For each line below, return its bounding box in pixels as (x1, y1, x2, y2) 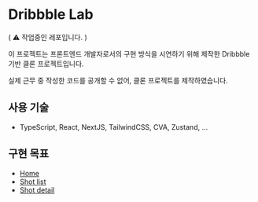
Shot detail (19, 185, 55, 194)
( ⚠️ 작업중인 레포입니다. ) (8, 32, 88, 42)
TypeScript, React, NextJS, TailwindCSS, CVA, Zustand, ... (19, 122, 208, 131)
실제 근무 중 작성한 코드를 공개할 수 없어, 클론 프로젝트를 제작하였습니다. (8, 75, 228, 85)
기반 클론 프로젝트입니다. (8, 59, 84, 68)
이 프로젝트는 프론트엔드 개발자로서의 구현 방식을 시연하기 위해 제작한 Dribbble (8, 49, 250, 58)
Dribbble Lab (8, 6, 94, 24)
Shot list (19, 177, 46, 186)
